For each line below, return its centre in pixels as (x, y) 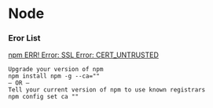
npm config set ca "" (44, 97)
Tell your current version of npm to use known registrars (107, 90)
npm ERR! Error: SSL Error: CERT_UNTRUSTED (84, 55)
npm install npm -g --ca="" (54, 76)
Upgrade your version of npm (56, 70)
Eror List (24, 38)
